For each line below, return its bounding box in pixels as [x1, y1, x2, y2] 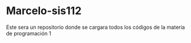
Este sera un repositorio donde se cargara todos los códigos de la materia [6, 24, 185, 31]
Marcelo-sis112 [6, 4, 82, 18]
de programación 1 [6, 29, 52, 37]
